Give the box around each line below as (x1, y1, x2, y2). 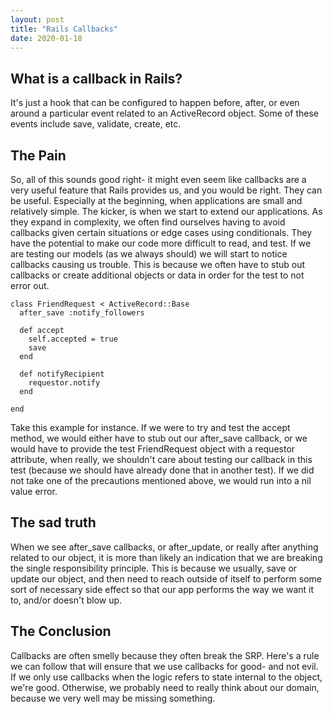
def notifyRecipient (19, 369, 105, 379)
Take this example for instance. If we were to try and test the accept (10, 422, 291, 433)
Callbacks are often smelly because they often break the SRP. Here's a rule (10, 649, 320, 661)
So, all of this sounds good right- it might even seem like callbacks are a (10, 174, 307, 185)
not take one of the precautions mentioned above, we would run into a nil (10, 475, 312, 486)
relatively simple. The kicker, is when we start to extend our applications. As (10, 206, 323, 217)
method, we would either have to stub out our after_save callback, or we (10, 432, 308, 444)
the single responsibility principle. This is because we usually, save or (10, 562, 298, 574)
